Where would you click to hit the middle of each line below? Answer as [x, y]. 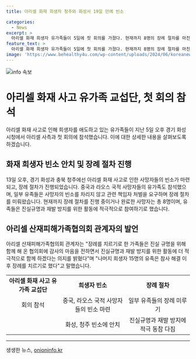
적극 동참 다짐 [158, 329]
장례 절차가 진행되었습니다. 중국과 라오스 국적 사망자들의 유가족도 [92, 187]
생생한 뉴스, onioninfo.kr [34, 350]
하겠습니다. [19, 144]
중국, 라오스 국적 [84, 301]
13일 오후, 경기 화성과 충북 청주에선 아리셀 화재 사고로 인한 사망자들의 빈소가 [92, 179]
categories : [20, 22]
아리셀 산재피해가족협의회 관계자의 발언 [72, 229]
